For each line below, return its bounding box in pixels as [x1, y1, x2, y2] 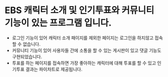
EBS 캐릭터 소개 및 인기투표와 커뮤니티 [5, 5, 154, 16]
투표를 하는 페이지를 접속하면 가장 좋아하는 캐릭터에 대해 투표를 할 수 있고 [12, 60, 156, 66]
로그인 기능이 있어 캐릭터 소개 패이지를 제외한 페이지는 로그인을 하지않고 [12, 35, 154, 41]
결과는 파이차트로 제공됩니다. [25, 66, 83, 72]
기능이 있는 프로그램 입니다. [5, 17, 112, 29]
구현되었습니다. [12, 53, 42, 59]
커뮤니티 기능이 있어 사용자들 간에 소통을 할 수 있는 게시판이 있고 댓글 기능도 [12, 47, 162, 53]
